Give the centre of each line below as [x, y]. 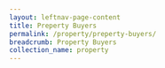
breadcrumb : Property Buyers [63, 42]
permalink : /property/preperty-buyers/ [83, 34]
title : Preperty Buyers [53, 26]
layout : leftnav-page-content [65, 17]
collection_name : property [59, 50]
